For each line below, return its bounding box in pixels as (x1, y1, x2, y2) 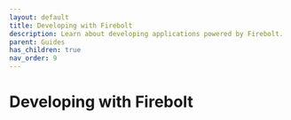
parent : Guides (9, 37, 66, 47)
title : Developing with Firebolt (9, 21, 133, 30)
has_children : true (9, 46, 82, 55)
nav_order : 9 (9, 54, 58, 63)
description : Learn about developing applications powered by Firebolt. (9, 29, 284, 38)
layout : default (9, 12, 69, 22)
